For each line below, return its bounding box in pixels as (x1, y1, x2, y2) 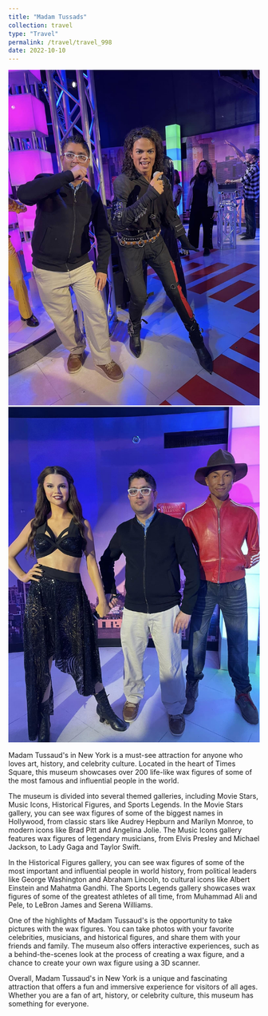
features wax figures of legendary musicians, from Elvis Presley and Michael (8, 834, 260, 843)
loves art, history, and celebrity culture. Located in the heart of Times (8, 759, 236, 768)
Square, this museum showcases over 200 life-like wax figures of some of (8, 768, 253, 777)
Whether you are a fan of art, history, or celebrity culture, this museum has (8, 990, 254, 1000)
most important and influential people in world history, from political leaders (8, 867, 257, 876)
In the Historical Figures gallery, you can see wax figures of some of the (8, 858, 245, 867)
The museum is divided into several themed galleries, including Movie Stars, (8, 792, 259, 801)
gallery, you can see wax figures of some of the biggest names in (8, 808, 223, 818)
